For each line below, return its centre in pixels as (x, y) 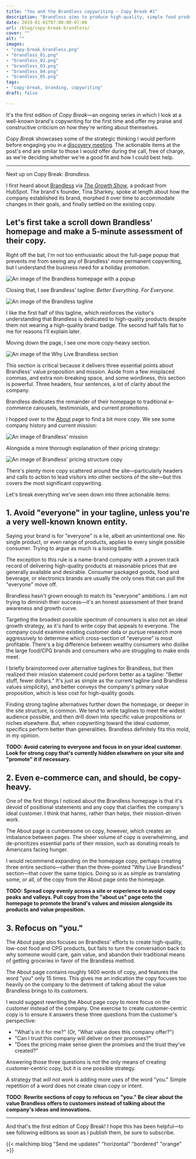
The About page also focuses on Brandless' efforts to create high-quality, (94, 942)
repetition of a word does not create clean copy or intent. (75, 1086)
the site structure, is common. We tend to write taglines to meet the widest (96, 711)
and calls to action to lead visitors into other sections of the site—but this (94, 477)
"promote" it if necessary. (38, 759)
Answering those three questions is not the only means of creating (86, 1062)
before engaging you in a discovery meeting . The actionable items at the (93, 145)
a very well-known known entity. (67, 522)
